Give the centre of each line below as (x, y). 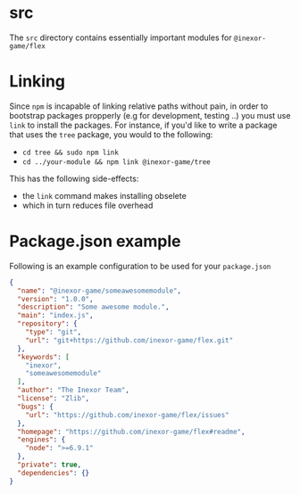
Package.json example (95, 241)
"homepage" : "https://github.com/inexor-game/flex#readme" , (131, 432)
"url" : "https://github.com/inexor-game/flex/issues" (127, 415)
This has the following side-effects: (74, 178)
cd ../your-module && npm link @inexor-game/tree (117, 162)
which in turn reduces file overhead (87, 205)
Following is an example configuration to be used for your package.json (140, 266)
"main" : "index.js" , (55, 316)
